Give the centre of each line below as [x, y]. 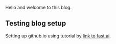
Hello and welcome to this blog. [39, 7]
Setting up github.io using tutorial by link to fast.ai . [58, 36]
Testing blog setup [36, 23]
